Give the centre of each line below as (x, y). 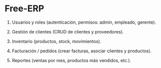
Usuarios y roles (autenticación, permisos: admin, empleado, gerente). (84, 22)
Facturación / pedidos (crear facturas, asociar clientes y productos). (82, 51)
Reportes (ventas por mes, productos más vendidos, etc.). (71, 60)
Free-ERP (24, 9)
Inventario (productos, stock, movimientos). (56, 41)
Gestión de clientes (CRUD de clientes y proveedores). (68, 32)
